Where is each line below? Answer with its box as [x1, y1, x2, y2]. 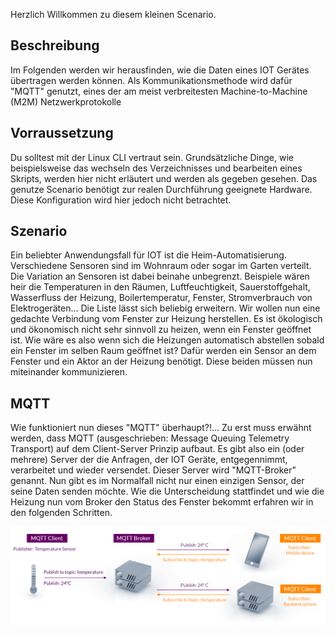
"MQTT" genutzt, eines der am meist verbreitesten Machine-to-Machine [10, 85, 308, 97]
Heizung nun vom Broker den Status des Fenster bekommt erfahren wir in [10, 496, 314, 508]
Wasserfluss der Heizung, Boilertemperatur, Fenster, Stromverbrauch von [10, 292, 313, 304]
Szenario [10, 223, 68, 240]
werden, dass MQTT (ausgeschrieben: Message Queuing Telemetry [10, 432, 290, 444]
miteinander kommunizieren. [10, 366, 128, 378]
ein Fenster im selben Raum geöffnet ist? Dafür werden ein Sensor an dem [10, 345, 317, 357]
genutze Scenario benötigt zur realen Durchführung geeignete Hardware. [10, 183, 313, 195]
